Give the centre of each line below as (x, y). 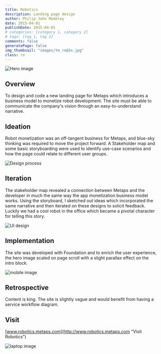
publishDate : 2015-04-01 (30, 28)
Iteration (18, 178)
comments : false (21, 41)
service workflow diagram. (32, 304)
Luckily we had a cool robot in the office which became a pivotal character (80, 211)
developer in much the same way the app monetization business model (77, 195)
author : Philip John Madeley (35, 19)
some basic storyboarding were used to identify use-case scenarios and (78, 149)
